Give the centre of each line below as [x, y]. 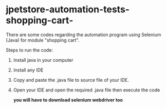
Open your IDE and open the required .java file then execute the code [87, 90]
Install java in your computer [43, 60]
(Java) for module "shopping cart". [43, 40]
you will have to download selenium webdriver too [68, 100]
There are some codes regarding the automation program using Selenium [84, 34]
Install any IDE [28, 70]
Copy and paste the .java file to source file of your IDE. [71, 80]
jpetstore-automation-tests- [68, 10]
